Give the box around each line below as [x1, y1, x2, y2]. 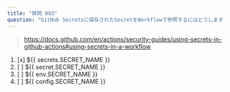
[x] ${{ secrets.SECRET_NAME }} [16, 55, 111, 63]
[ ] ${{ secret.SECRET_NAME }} [16, 63, 106, 71]
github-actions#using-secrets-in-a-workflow [23, 42, 151, 50]
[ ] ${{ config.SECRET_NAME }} [16, 77, 106, 85]
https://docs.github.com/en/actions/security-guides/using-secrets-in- [23, 35, 222, 43]
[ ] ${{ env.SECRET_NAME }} [16, 70, 98, 78]
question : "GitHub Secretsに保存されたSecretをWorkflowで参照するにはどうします [7, 16, 224, 23]
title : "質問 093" [7, 10, 57, 17]
